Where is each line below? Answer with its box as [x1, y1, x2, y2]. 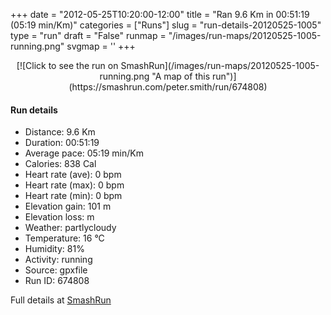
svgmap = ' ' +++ [66, 40, 136, 52]
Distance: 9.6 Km [24, 126, 96, 138]
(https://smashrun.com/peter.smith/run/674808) [68, 81, 268, 93]
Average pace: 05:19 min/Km [24, 147, 144, 159]
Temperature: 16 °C [24, 232, 105, 244]
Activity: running [24, 254, 93, 266]
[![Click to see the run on [16, 60, 119, 71]
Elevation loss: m [24, 211, 95, 223]
